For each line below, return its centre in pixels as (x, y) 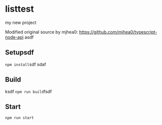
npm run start (20, 118)
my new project (21, 22)
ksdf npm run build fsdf (28, 91)
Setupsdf (20, 52)
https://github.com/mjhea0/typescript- (118, 32)
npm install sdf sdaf (26, 64)
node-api (14, 37)
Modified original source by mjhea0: (42, 32)
